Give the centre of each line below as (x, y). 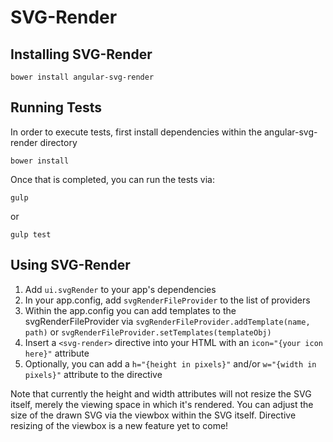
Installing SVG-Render (81, 54)
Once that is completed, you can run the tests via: (113, 179)
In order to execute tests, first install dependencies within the (136, 132)
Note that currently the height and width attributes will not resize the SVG (161, 393)
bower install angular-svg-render (82, 77)
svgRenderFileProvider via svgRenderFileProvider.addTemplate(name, (167, 321)
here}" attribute (57, 353)
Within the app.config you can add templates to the (130, 310)
